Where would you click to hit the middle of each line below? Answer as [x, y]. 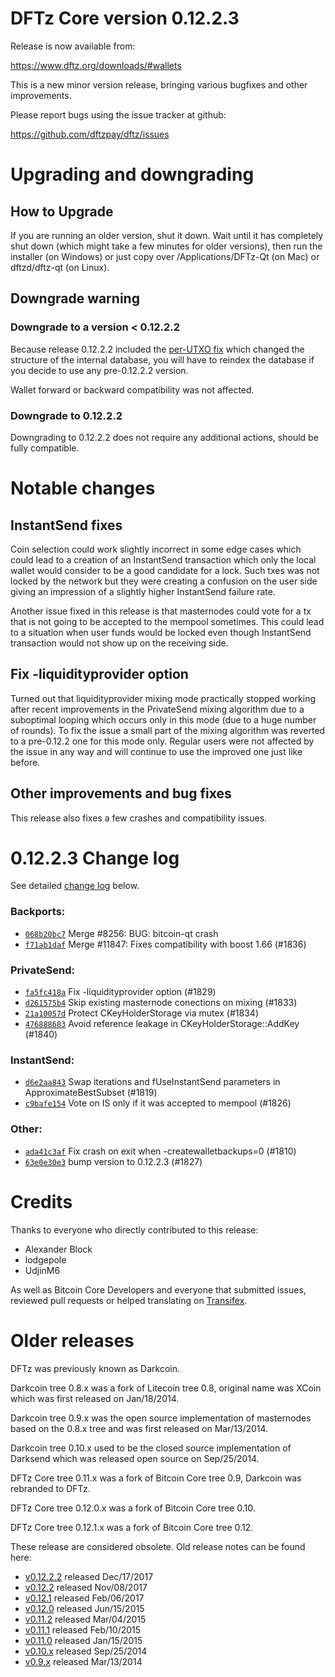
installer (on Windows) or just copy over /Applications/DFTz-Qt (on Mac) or [165, 256]
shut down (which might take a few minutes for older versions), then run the [166, 246]
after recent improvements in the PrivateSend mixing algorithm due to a [157, 709]
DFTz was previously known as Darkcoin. [95, 1368]
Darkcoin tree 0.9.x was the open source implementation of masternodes [161, 1418]
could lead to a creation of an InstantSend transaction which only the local [163, 559]
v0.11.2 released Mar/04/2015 [85, 1619]
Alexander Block [58, 1249]
